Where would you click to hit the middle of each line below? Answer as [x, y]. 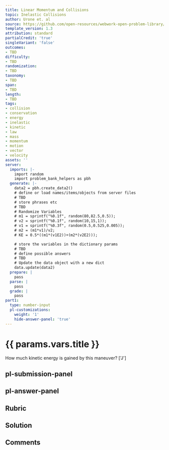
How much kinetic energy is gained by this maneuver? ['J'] [66, 358]
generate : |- [23, 184]
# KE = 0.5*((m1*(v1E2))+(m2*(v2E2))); [56, 235]
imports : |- [22, 170]
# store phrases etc [36, 202]
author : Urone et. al [28, 19]
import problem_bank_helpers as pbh [53, 179]
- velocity [17, 155]
